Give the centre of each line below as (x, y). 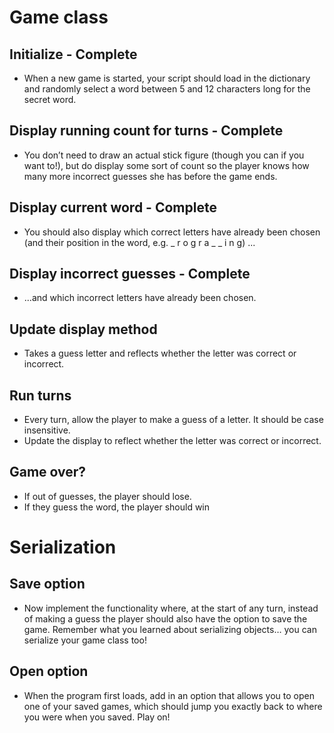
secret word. (50, 99)
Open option (49, 671)
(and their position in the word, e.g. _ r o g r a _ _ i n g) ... (139, 242)
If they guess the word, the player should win (117, 507)
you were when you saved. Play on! (97, 717)
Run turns (40, 395)
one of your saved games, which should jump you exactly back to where (173, 706)
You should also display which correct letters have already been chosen (172, 232)
